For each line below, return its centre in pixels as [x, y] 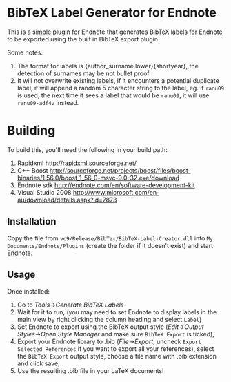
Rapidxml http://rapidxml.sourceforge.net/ [77, 163]
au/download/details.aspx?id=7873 [67, 200]
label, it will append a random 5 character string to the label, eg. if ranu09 [121, 88]
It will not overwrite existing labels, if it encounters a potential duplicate [118, 80]
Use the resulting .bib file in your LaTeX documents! [90, 370]
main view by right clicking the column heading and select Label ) [109, 319]
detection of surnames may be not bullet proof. [84, 73]
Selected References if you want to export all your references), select [115, 348]
